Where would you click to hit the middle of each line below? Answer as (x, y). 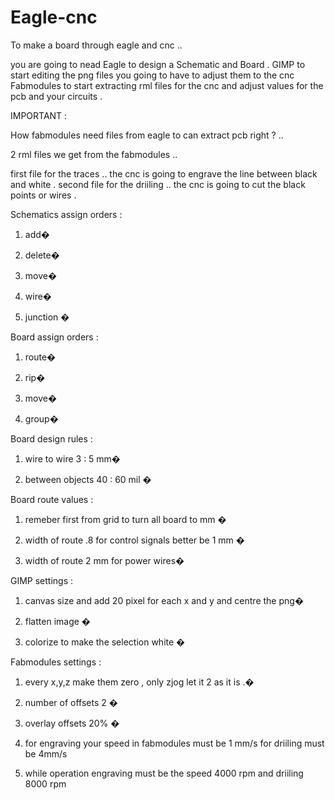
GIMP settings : (42, 580)
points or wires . (43, 195)
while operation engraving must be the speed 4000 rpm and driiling (164, 773)
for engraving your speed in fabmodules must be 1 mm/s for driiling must (174, 743)
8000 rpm (45, 783)
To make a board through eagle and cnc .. (96, 45)
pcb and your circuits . (56, 96)
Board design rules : (51, 438)
